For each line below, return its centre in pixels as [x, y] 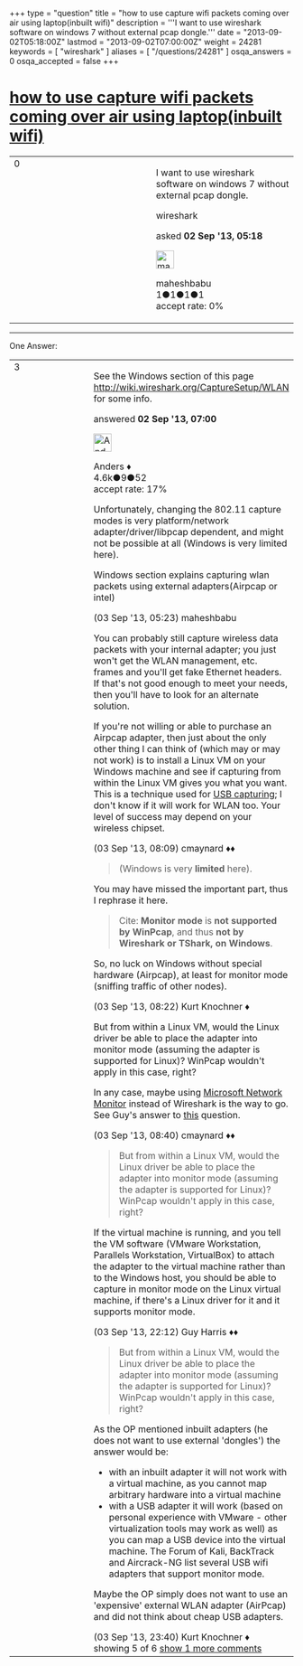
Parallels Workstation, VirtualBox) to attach [184, 1255]
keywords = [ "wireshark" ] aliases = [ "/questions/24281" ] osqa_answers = [151, 52]
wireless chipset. [129, 828]
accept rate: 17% [130, 489]
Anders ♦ [112, 466]
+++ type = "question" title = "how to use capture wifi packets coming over [150, 13]
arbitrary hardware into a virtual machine [195, 1494]
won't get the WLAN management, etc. [175, 661]
